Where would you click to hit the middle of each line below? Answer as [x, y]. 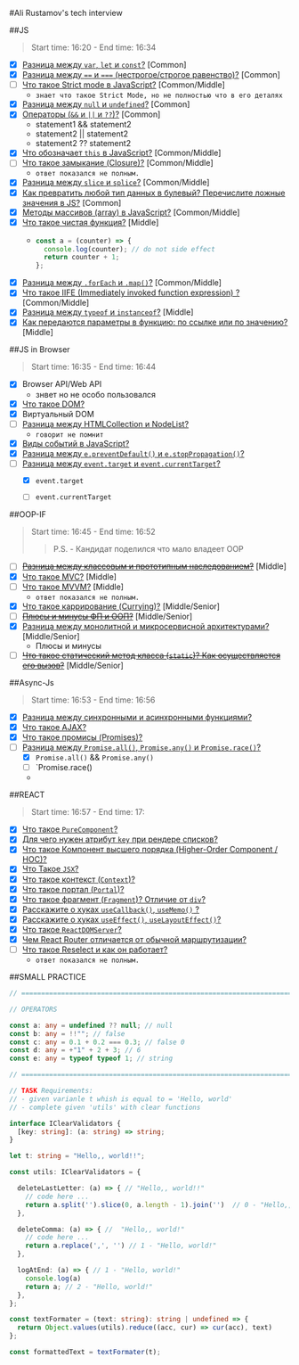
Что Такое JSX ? [50, 869]
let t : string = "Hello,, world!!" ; [77, 1156]
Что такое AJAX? [54, 727]
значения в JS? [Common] [72, 202]
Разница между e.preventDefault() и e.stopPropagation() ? [133, 453]
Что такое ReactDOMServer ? [72, 929]
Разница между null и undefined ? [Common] [106, 104]
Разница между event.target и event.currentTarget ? [121, 464]
